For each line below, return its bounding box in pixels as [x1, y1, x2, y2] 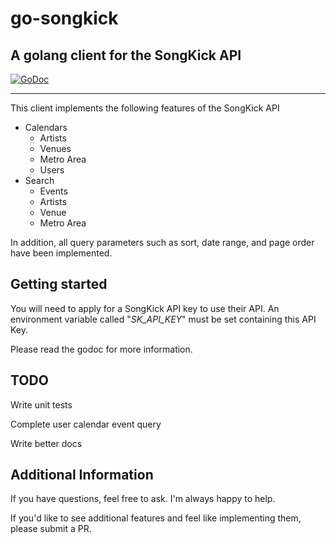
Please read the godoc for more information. [10, 343, 193, 355]
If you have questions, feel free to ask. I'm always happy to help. [10, 493, 276, 505]
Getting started [10, 276, 108, 293]
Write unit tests [10, 398, 73, 411]
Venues [39, 143, 72, 154]
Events [39, 185, 68, 197]
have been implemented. [10, 247, 113, 259]
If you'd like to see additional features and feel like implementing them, [10, 512, 302, 524]
